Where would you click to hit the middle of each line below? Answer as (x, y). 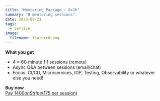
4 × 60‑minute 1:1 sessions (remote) (50, 62)
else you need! (28, 78)
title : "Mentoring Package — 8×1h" (43, 10)
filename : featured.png (34, 38)
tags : (11, 24)
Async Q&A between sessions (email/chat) (57, 67)
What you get (20, 52)
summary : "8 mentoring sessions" (40, 15)
